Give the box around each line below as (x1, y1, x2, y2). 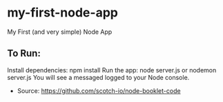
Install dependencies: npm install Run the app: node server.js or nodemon (7, 65, 217, 74)
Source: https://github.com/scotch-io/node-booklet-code (17, 86, 181, 94)
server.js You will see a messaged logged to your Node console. (7, 73, 190, 81)
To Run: (7, 48, 41, 59)
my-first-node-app (7, 5, 119, 21)
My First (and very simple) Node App (7, 28, 113, 36)
